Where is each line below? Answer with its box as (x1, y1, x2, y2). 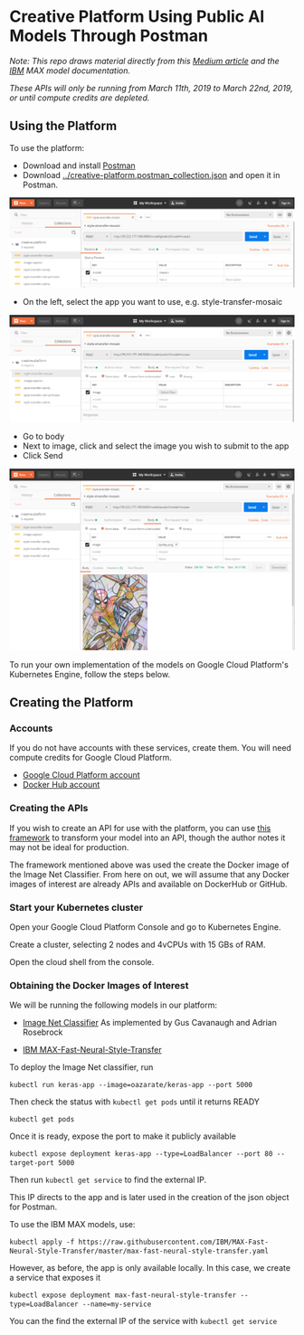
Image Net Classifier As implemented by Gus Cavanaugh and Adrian (22, 1018, 278, 1028)
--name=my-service (81, 1300, 152, 1309)
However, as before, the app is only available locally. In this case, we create (9, 1263, 291, 1273)
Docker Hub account (22, 780, 100, 791)
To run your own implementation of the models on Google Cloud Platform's (9, 658, 290, 670)
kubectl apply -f (9, 1237, 75, 1247)
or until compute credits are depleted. (9, 92, 150, 103)
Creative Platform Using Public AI (9, 6, 265, 27)
